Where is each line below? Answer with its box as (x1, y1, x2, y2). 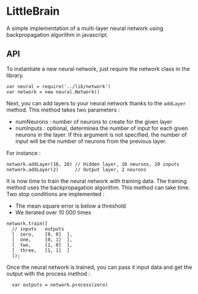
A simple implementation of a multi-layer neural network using (6, 24, 164, 32)
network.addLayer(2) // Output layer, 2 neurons (6, 167, 147, 173)
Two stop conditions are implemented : (6, 190, 105, 197)
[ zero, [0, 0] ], (12, 231, 72, 237)
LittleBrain (6, 4, 60, 18)
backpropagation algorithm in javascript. (6, 31, 109, 38)
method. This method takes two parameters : (6, 106, 120, 113)
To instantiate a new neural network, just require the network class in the (6, 65, 190, 72)
